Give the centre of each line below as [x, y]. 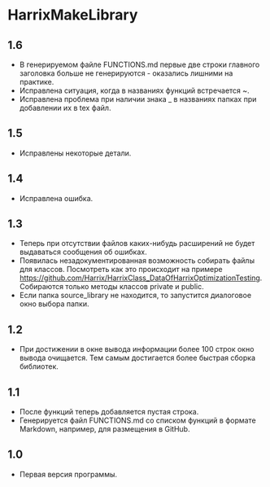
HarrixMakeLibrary [73, 15]
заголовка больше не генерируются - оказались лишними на [126, 73]
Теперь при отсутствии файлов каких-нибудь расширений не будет [137, 243]
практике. [37, 82]
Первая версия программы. [68, 474]
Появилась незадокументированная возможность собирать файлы [137, 261]
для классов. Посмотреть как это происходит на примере [121, 270]
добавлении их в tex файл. [65, 108]
